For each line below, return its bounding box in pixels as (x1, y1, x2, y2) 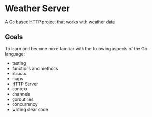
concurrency (12, 101, 38, 107)
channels (12, 91, 30, 97)
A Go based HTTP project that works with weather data (5, 19, 115, 25)
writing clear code (12, 106, 48, 112)
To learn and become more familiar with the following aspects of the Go (5, 45, 148, 51)
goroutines (12, 96, 34, 102)
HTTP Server (12, 81, 38, 87)
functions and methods (12, 65, 58, 71)
